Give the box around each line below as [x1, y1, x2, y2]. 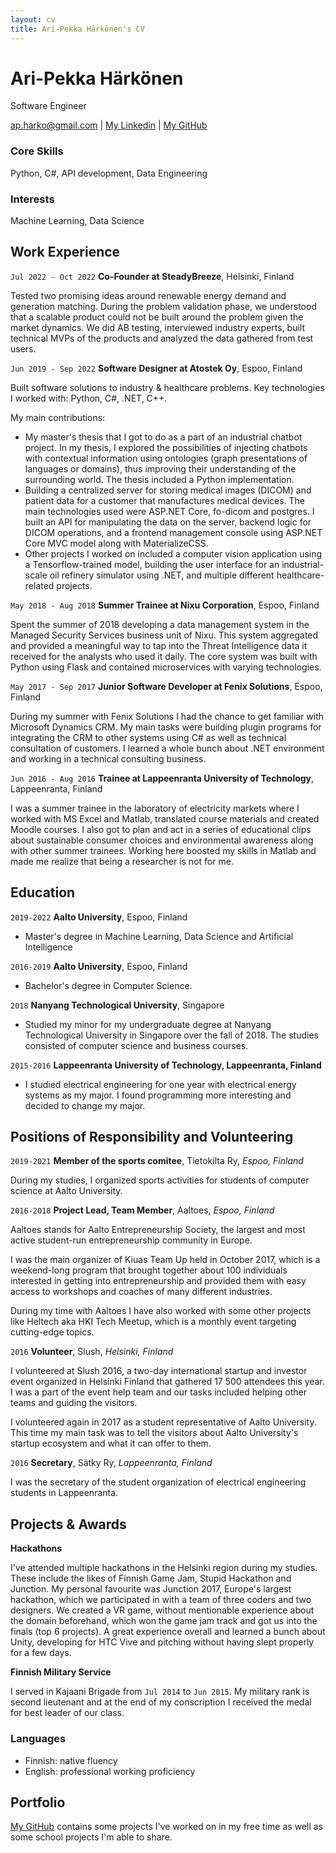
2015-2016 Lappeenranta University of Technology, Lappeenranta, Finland [10, 1059, 322, 1071]
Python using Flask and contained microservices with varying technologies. [10, 661, 322, 673]
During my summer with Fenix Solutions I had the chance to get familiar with [10, 710, 325, 722]
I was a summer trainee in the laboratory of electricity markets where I [10, 802, 300, 814]
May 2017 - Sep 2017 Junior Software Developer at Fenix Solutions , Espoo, [10, 680, 323, 692]
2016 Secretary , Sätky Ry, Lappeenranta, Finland [10, 1457, 213, 1469]
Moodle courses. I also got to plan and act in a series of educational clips [10, 823, 312, 835]
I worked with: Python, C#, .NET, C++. [10, 392, 168, 404]
